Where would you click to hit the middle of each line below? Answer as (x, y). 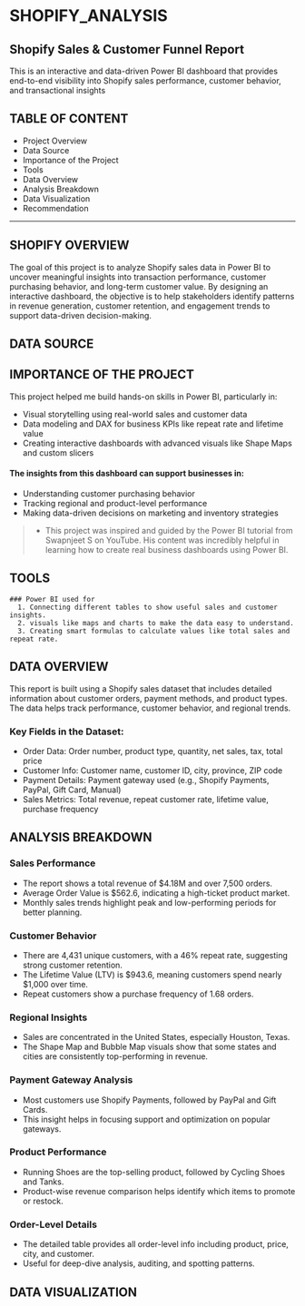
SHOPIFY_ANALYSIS (89, 16)
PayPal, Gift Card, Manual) (72, 790)
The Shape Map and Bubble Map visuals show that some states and (149, 1047)
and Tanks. (43, 1182)
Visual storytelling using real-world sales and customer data (135, 414)
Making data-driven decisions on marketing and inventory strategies (150, 513)
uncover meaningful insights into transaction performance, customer (138, 277)
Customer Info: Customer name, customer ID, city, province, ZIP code (152, 770)
